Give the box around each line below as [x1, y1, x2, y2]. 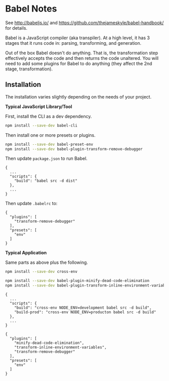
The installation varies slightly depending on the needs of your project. [5, 93, 152, 100]
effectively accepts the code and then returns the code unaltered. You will [5, 55, 159, 61]
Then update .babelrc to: [5, 201, 58, 207]
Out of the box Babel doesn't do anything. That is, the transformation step [5, 50, 158, 56]
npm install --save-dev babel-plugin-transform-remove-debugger [5, 146, 143, 151]
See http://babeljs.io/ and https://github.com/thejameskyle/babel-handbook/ [5, 20, 164, 26]
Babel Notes [5, 3, 57, 15]
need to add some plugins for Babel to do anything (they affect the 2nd [5, 60, 152, 66]
